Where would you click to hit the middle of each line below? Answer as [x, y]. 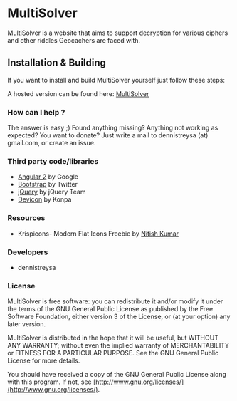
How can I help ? [36, 112]
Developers [28, 252]
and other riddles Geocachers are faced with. [74, 40]
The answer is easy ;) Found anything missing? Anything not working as [113, 128]
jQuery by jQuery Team [52, 192]
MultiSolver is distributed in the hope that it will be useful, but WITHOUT [113, 338]
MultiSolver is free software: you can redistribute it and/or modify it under [115, 301]
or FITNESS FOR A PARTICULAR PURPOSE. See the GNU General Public [113, 353]
